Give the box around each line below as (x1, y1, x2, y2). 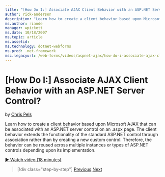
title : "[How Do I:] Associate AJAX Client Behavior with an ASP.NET (5, 7, 151, 12)
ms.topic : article (5, 35, 43, 40)
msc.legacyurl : (5, 53, 36, 58)
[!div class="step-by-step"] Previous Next (17, 166, 102, 173)
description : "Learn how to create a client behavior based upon (5, 16, 141, 21)
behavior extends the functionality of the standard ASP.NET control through (5, 132, 158, 138)
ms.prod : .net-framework (5, 48, 56, 53)
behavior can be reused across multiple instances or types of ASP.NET (5, 142, 149, 148)
